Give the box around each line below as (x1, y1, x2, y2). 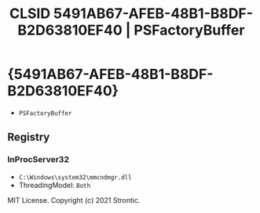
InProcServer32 (7, 154, 70, 165)
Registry (7, 131, 50, 144)
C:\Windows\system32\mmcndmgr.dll (18, 173, 132, 181)
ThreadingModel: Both (18, 180, 91, 190)
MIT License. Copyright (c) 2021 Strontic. (7, 195, 141, 204)
